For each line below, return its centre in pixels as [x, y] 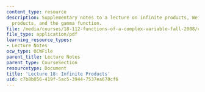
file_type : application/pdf [42, 34]
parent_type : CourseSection [42, 62]
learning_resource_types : [39, 40]
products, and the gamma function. [57, 23]
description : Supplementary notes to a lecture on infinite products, [98, 18]
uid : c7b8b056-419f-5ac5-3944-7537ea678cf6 [63, 79]
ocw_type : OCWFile [30, 51]
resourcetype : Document [37, 68]
